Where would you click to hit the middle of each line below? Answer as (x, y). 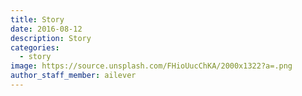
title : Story (37, 19)
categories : (35, 47)
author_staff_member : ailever (73, 76)
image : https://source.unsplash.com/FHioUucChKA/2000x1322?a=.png (151, 66)
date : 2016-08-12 (46, 29)
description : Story (51, 38)
